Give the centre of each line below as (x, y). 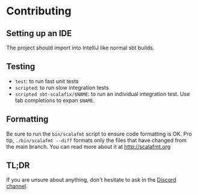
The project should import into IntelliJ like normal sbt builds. (80, 48)
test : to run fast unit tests (47, 81)
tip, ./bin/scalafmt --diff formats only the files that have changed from (97, 140)
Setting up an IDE (39, 33)
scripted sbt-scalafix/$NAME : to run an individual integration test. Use (102, 94)
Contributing (39, 11)
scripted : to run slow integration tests (62, 87)
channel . (17, 186)
